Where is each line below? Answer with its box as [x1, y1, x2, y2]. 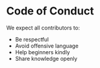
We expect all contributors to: [6, 24, 80, 31]
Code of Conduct [6, 4, 94, 18]
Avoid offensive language [15, 42, 79, 49]
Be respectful [15, 36, 49, 43]
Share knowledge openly [15, 55, 78, 62]
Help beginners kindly [15, 48, 70, 55]
